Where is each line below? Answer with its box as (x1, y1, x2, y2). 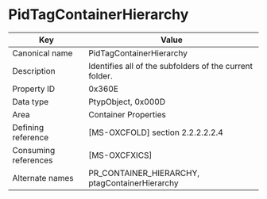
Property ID (12, 83, 56, 94)
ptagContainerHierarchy (88, 177, 179, 188)
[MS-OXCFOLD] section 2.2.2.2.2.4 (88, 127, 224, 138)
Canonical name (12, 48, 73, 59)
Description (12, 65, 56, 76)
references (12, 155, 53, 166)
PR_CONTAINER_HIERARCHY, (88, 167, 200, 178)
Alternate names (12, 172, 74, 183)
